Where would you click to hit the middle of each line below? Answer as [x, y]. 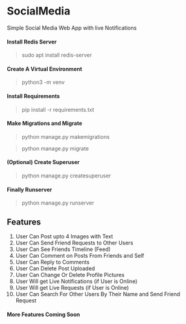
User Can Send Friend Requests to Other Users [74, 243]
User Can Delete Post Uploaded [55, 268]
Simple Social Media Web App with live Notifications [72, 28]
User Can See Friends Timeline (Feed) [63, 249]
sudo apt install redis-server [57, 55]
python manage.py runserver [58, 203]
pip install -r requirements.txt [58, 109]
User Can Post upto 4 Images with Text [64, 236]
